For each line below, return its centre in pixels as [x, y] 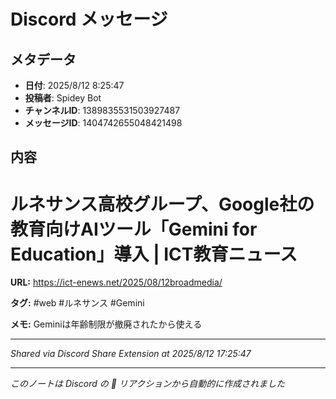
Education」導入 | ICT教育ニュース [154, 254]
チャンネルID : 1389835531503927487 [102, 110]
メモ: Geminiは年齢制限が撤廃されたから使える [106, 324]
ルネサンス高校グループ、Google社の [162, 204]
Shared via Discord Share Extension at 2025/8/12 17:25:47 [131, 354]
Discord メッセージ [89, 19]
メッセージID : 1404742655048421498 [103, 123]
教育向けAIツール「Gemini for [134, 229]
